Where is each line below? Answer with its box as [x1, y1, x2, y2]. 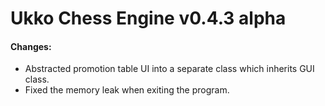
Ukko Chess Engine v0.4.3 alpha [10, 7, 287, 30]
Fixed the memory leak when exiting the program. [24, 84, 230, 96]
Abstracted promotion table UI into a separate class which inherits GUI [24, 63, 315, 75]
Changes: [10, 40, 52, 52]
